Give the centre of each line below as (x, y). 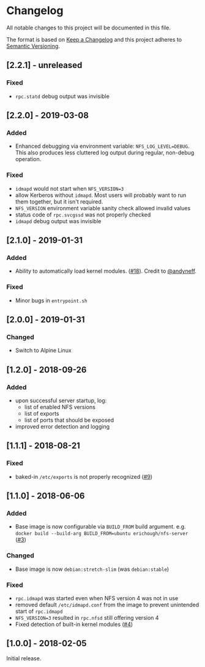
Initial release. (24, 658)
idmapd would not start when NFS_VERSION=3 (69, 188)
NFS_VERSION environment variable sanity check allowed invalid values (103, 208)
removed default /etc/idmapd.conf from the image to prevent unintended (107, 604)
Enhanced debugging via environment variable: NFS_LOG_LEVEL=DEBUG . (102, 146)
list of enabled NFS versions (60, 407)
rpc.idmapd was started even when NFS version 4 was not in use (97, 598)
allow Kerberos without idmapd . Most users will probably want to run (101, 195)
